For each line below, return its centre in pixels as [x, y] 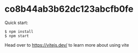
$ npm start [17, 36]
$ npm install [19, 31]
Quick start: [16, 23]
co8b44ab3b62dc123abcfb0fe [69, 9]
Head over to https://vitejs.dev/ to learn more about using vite [67, 45]
